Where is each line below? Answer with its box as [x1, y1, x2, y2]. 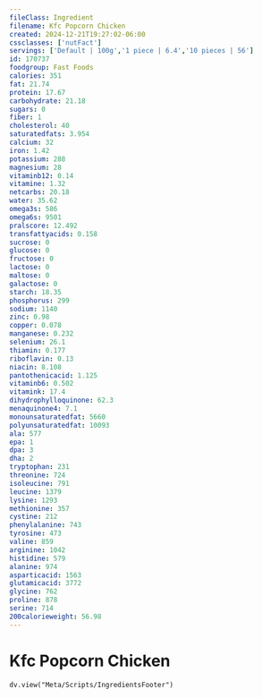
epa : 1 [9, 438, 34, 447]
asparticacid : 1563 [9, 570, 82, 580]
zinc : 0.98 [9, 312, 50, 322]
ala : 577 [9, 429, 42, 438]
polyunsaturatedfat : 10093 [9, 421, 110, 430]
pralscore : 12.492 [9, 221, 78, 230]
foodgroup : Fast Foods [9, 64, 94, 72]
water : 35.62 [9, 196, 58, 206]
